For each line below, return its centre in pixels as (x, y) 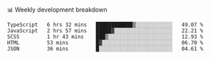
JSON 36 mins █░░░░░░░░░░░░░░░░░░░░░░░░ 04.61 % (105, 49)
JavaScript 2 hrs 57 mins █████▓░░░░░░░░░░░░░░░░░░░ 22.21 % (105, 31)
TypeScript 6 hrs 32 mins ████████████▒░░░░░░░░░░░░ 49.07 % (105, 25)
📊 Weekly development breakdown (57, 10)
